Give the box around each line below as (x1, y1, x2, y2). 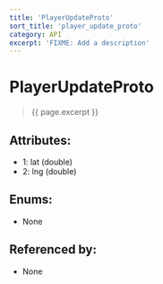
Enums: (9, 192, 53, 208)
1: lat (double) (21, 156, 73, 167)
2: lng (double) (21, 166, 77, 176)
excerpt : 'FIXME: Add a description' (9, 38, 150, 48)
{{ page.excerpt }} (30, 107, 99, 118)
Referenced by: (9, 242, 97, 257)
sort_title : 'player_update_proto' (9, 22, 142, 31)
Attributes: (9, 132, 72, 148)
